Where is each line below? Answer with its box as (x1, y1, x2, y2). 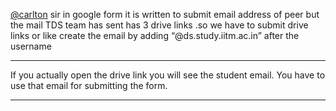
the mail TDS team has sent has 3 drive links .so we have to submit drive (10, 19, 309, 31)
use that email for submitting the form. (10, 80, 168, 91)
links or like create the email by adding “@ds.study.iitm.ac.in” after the (10, 30, 300, 41)
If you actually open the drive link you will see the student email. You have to (10, 69, 326, 81)
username (10, 40, 52, 52)
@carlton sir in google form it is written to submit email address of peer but (10, 9, 320, 20)
